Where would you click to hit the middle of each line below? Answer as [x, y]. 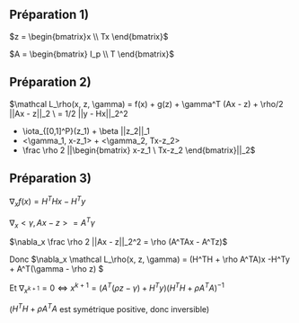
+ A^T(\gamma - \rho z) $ [57, 269]
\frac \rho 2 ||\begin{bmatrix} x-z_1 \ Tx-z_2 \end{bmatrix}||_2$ [139, 150]
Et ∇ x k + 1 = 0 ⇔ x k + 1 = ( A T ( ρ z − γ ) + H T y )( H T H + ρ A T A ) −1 [117, 288]
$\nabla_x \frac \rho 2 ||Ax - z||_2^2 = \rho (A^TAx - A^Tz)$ [119, 242]
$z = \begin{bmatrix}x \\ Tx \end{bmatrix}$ [89, 36]
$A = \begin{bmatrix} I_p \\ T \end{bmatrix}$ [92, 54]
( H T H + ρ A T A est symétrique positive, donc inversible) [110, 308]
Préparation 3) [51, 179]
